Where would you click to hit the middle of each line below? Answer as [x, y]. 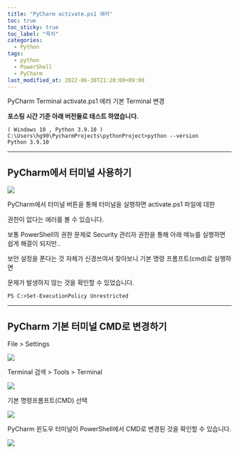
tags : [15, 54]
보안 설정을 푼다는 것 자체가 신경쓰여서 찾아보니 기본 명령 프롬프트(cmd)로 [110, 259]
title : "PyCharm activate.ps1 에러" [60, 14]
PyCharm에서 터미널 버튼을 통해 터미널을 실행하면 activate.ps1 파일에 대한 [111, 204]
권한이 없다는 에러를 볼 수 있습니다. [56, 220]
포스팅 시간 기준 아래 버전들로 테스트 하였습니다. [73, 116]
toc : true [22, 21]
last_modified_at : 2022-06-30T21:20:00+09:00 [76, 80]
